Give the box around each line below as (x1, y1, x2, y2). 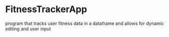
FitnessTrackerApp (5, 4, 87, 15)
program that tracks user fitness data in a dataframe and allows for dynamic (5, 20, 164, 26)
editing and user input (5, 25, 51, 31)
